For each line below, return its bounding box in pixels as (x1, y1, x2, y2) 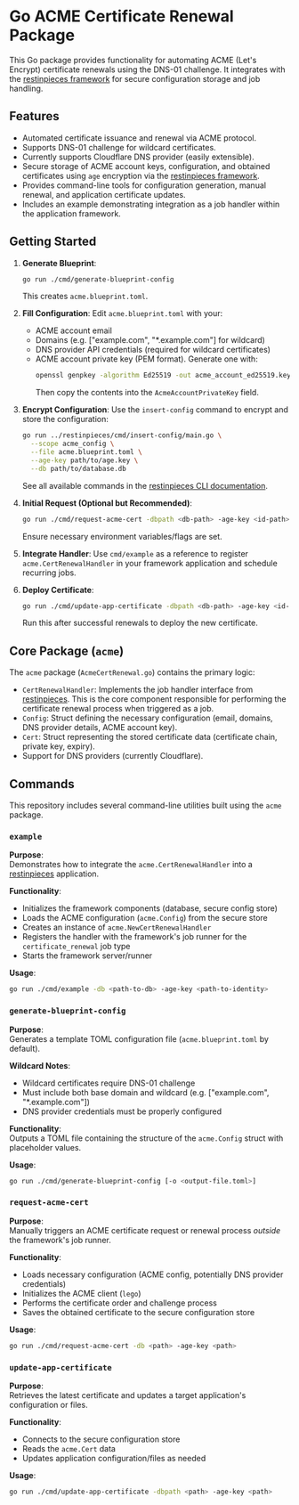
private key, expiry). (21, 741, 95, 752)
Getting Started (9, 234, 97, 249)
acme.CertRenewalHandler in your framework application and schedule (21, 557, 278, 568)
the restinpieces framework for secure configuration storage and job (9, 73, 261, 84)
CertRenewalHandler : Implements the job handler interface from (21, 684, 254, 696)
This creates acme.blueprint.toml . (21, 291, 149, 302)
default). (9, 1043, 41, 1053)
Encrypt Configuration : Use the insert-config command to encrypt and (21, 404, 289, 415)
